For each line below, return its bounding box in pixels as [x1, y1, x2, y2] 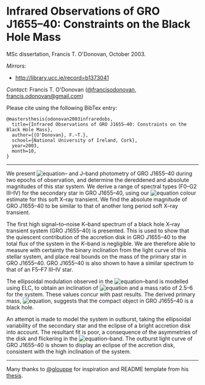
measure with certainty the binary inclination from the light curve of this [6, 246, 187, 254]
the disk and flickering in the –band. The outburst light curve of [6, 334, 193, 342]
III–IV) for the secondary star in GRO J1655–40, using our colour [6, 189, 196, 196]
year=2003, [12, 142, 40, 149]
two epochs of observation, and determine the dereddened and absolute [6, 176, 189, 184]
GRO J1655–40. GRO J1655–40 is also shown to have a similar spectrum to [6, 259, 194, 267]
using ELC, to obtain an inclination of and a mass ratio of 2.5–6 [6, 284, 193, 291]
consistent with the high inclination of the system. [6, 348, 131, 355]
